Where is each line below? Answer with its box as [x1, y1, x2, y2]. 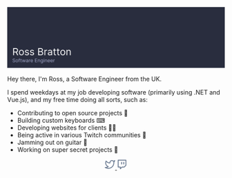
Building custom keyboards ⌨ [17, 117, 106, 125]
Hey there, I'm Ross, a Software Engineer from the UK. [7, 75, 162, 83]
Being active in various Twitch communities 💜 [17, 131, 147, 139]
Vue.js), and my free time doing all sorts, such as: [7, 96, 148, 104]
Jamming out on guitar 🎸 [17, 138, 88, 147]
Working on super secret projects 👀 [17, 146, 119, 154]
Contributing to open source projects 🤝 [17, 109, 128, 117]
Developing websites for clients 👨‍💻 [17, 123, 117, 132]
